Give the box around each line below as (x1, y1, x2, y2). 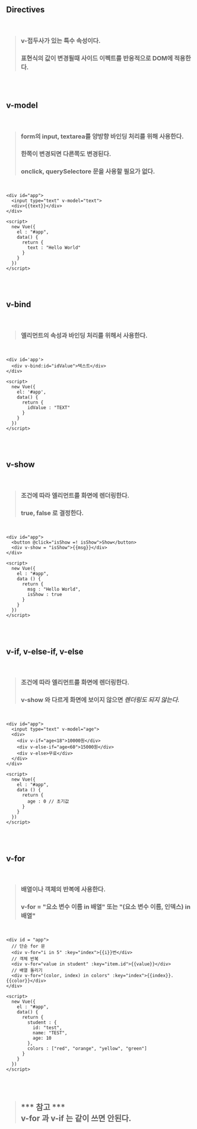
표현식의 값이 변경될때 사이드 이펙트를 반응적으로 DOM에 (20, 54, 173, 62)
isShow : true (27, 592, 62, 598)
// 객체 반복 (11, 956, 39, 962)
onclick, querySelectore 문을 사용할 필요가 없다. (20, 167, 155, 175)
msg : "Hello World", (27, 587, 81, 592)
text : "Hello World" (27, 244, 81, 251)
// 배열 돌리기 (11, 968, 43, 974)
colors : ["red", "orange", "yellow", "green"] (27, 1046, 147, 1052)
